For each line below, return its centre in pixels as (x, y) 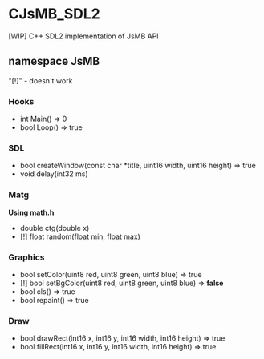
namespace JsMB (54, 61)
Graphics (26, 257)
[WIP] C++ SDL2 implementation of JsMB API (83, 36)
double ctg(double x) (55, 228)
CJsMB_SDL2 (54, 14)
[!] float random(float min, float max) (80, 236)
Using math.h (31, 212)
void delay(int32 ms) (54, 174)
